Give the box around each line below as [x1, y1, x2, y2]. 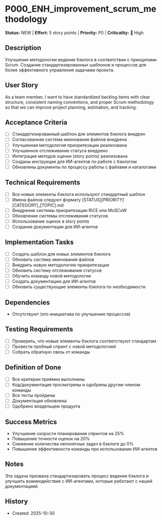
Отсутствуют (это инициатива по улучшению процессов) [12, 311, 131, 317]
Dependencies [5, 298, 50, 307]
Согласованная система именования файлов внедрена [12, 137, 127, 143]
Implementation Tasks [5, 238, 74, 246]
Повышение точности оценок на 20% [12, 436, 90, 441]
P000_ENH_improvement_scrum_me [5, 3, 157, 15]
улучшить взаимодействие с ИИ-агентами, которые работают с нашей [5, 478, 153, 484]
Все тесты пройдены [12, 392, 55, 398]
